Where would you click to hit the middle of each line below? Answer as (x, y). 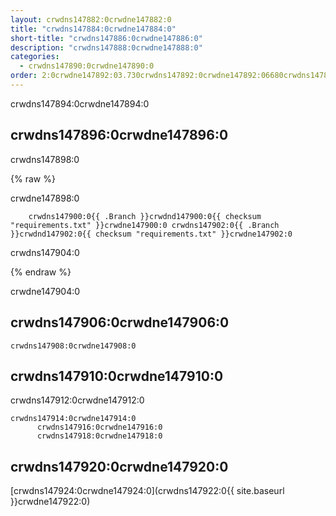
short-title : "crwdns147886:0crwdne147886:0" (106, 38)
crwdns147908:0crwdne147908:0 (73, 346)
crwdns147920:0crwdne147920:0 (119, 466)
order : (24, 76)
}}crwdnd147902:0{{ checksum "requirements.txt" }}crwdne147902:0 (151, 234)
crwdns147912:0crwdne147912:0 (77, 400)
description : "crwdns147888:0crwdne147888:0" (106, 47)
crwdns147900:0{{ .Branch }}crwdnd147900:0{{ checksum (145, 216)
